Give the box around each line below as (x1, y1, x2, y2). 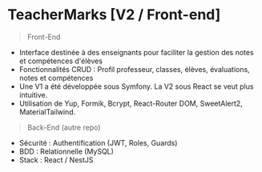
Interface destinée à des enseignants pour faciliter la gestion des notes (18, 47, 254, 57)
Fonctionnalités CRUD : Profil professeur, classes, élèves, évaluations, (18, 64, 250, 74)
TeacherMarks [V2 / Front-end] (7, 6, 221, 24)
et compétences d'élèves (18, 56, 103, 66)
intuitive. (18, 90, 48, 99)
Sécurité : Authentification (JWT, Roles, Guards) (18, 138, 178, 147)
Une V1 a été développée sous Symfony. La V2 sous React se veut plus (18, 82, 254, 91)
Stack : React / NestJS (18, 154, 94, 165)
